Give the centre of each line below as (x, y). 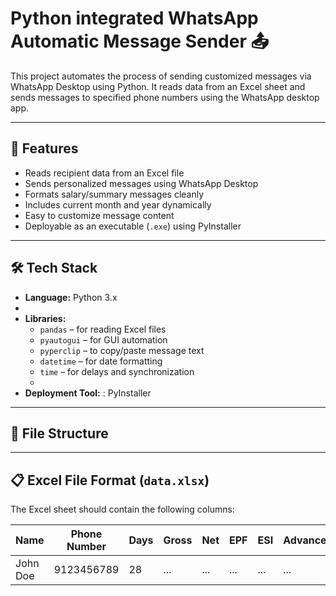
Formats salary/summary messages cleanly (114, 194)
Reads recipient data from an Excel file (104, 173)
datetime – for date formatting (101, 361)
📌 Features (44, 148)
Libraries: (45, 318)
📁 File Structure (59, 433)
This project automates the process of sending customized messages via (161, 76)
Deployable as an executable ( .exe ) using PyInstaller (133, 226)
